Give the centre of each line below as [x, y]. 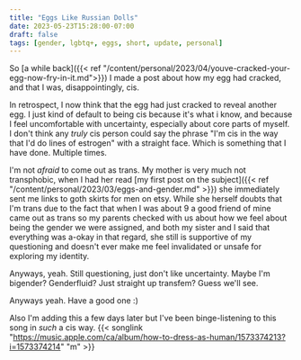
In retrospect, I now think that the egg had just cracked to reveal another [143, 105]
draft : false [34, 34]
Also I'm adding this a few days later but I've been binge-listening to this [143, 318]
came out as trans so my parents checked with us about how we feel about [148, 218]
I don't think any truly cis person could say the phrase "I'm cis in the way [144, 134]
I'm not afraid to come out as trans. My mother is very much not [128, 170]
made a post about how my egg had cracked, [197, 78]
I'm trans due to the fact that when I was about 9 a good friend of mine [140, 209]
